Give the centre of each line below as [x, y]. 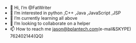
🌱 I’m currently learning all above [44, 18]
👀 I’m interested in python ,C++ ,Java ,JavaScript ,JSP [65, 13]
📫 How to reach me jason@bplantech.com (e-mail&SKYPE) [70, 29]
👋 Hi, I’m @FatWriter [30, 8]
